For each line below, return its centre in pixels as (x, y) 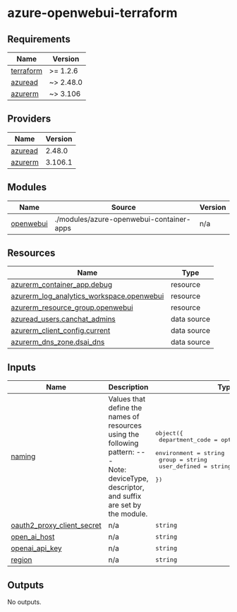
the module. (128, 514)
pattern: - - (127, 452)
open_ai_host (33, 537)
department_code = (188, 440)
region (22, 560)
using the (124, 435)
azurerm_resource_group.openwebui (72, 307)
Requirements (39, 39)
